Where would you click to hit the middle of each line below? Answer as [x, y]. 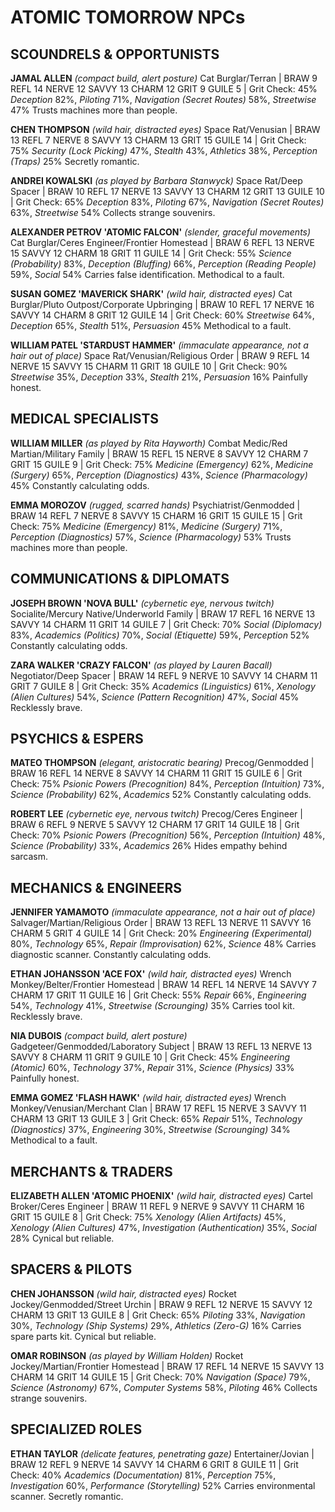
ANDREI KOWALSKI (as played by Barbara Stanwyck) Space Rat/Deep [156, 180]
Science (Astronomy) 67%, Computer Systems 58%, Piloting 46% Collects [164, 1387]
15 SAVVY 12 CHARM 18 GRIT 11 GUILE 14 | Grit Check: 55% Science [151, 253]
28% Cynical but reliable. [62, 1238]
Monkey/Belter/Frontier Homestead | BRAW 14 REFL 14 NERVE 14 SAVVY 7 [163, 985]
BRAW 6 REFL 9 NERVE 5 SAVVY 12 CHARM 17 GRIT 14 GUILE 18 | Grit [155, 825]
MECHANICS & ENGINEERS [96, 887]
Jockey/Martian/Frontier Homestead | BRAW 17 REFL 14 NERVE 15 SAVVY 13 [167, 1366]
